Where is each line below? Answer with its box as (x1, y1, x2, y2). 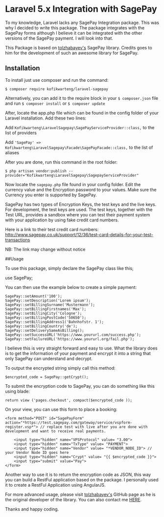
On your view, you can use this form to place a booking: (5, 406, 117, 412)
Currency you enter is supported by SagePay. (5, 192, 97, 198)
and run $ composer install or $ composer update (5, 100, 105, 106)
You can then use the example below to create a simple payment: (5, 284, 137, 290)
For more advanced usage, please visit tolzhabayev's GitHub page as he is (5, 491, 156, 497)
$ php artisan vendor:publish (5, 168, 67, 173)
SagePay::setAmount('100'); (5, 294, 63, 299)
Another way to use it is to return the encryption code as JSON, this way (5, 471, 151, 477)
